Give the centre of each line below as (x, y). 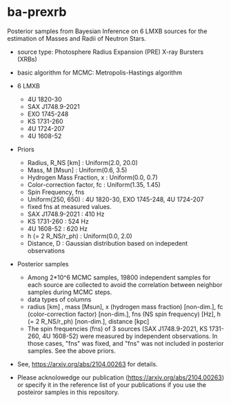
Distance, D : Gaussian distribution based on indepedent (108, 243)
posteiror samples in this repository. (68, 392)
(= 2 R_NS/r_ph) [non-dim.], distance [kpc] (88, 321)
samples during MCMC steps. (70, 292)
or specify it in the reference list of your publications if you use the (112, 384)
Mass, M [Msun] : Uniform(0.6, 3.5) (77, 170)
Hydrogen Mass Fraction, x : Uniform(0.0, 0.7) (93, 177)
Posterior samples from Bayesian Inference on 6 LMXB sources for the (107, 31)
